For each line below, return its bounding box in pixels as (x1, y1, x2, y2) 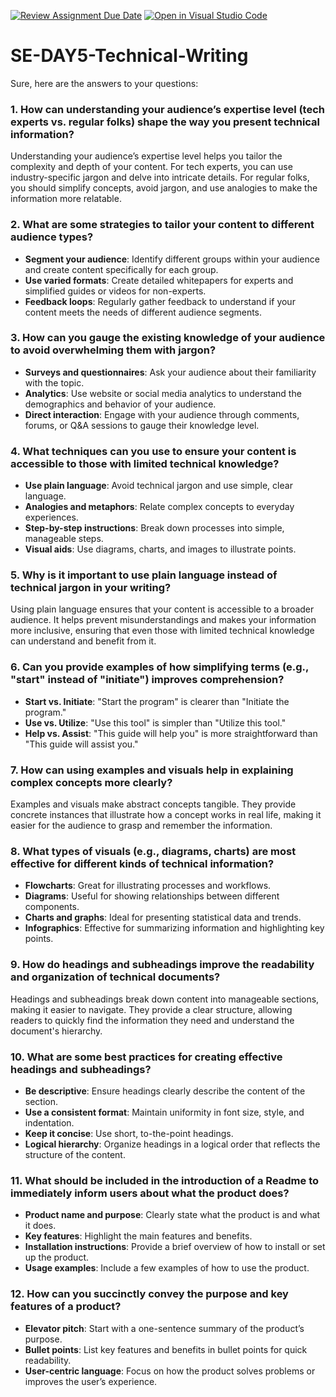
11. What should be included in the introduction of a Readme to (10, 1173, 320, 1187)
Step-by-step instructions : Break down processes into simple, (24, 522, 285, 534)
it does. (24, 1220, 57, 1232)
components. (24, 901, 80, 913)
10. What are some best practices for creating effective (10, 1050, 283, 1064)
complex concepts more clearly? (10, 775, 173, 789)
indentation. (24, 1116, 75, 1129)
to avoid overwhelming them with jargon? (10, 343, 217, 357)
